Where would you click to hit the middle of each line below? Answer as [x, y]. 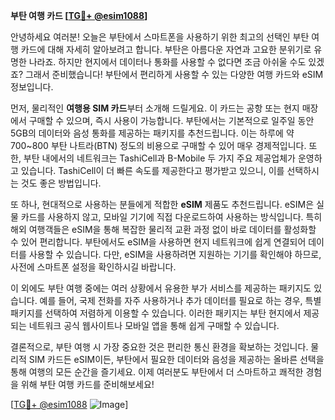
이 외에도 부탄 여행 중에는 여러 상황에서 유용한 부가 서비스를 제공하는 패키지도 [161, 288]
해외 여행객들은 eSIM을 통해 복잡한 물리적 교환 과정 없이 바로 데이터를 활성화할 [163, 229]
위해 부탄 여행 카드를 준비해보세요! [87, 384]
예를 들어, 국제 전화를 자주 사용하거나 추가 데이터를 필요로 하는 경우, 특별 [180, 300]
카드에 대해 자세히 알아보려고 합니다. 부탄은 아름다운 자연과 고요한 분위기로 [166, 49]
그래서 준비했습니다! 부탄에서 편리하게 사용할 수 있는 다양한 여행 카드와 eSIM [174, 74]
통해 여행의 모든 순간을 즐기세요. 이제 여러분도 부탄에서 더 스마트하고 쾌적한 [157, 372]
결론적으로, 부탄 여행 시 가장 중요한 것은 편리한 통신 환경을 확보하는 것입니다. [159, 347]
